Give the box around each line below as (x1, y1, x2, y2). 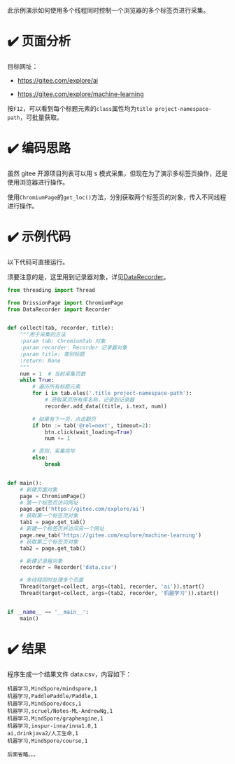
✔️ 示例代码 (7, 229, 71, 245)
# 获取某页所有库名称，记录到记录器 (44, 396, 135, 403)
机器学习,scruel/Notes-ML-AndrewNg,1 (7, 707, 113, 714)
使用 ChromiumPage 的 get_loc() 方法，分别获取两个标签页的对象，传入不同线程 (7, 192, 227, 201)
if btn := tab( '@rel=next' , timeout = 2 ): (32, 422, 152, 429)
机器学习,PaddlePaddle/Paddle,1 (7, 692, 98, 699)
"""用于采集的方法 (20, 331, 66, 338)
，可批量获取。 (20, 113, 63, 121)
